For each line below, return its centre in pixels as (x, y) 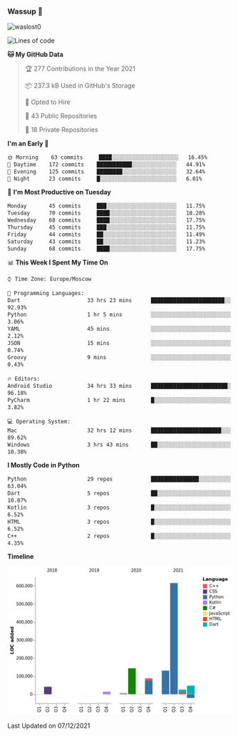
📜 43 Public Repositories (61, 116)
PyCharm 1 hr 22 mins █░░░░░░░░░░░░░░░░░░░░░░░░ (119, 401)
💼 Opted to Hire (48, 102)
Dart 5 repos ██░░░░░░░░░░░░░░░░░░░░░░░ (119, 494)
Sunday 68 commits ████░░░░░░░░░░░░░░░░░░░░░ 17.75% (106, 249)
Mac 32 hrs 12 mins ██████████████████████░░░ (119, 431)
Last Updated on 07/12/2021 (49, 726)
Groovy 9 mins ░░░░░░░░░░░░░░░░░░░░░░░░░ (119, 358)
